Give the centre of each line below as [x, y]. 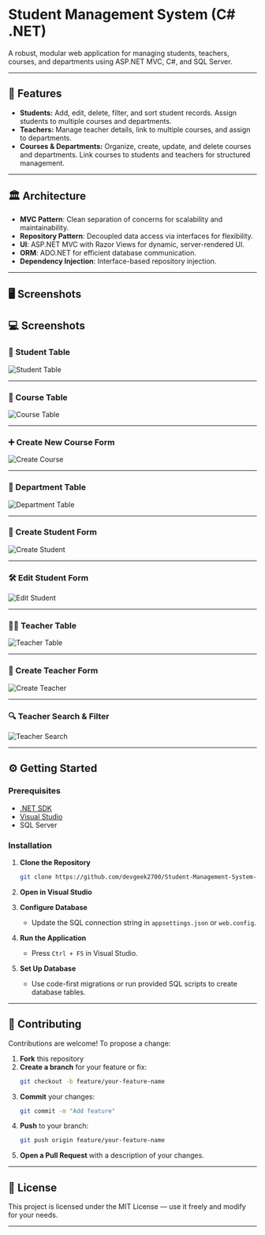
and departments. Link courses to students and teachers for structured [135, 155]
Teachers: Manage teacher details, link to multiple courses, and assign [135, 129]
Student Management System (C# [122, 15]
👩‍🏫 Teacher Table [43, 626]
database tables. [58, 992]
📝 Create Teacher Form [53, 670]
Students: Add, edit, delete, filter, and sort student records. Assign [128, 113]
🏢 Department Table [47, 487]
